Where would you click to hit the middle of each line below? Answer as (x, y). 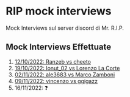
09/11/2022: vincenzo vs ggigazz (56, 81)
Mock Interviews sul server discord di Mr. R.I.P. (65, 28)
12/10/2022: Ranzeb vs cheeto (52, 61)
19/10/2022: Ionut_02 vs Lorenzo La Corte (67, 68)
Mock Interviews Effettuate (58, 47)
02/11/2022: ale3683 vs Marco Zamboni (65, 75)
